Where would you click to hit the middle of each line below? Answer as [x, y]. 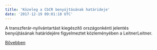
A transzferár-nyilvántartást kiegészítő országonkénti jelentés [67, 28]
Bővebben [15, 42]
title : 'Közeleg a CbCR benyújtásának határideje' [58, 9]
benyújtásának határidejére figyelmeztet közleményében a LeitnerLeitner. [79, 33]
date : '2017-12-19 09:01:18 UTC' [39, 14]
